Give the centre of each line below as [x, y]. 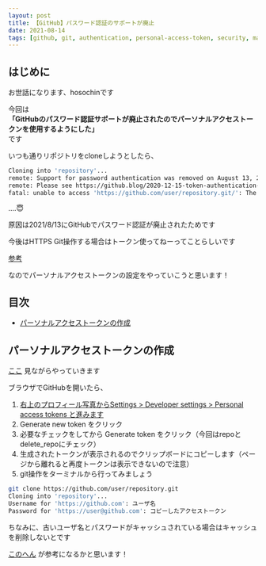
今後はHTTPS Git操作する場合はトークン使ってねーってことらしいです [122, 241]
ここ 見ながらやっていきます [54, 371]
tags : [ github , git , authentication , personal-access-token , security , [129, 38]
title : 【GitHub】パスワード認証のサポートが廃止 [82, 23]
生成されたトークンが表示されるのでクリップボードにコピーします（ [131, 454]
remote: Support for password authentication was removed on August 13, [131, 178]
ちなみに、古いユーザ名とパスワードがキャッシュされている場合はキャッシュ [133, 527]
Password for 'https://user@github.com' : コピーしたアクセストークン [118, 511]
